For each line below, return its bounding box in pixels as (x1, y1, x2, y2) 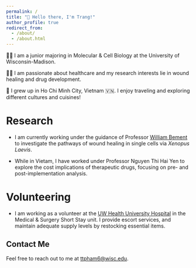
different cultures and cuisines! (6, 94, 81, 100)
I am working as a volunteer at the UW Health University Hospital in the (14, 209, 186, 217)
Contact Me (6, 239, 50, 249)
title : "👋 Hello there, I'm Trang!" (6, 14, 95, 20)
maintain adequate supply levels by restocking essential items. (14, 222, 166, 229)
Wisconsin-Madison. (6, 58, 56, 65)
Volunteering (6, 191, 71, 204)
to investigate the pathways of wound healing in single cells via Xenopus (14, 140, 190, 147)
